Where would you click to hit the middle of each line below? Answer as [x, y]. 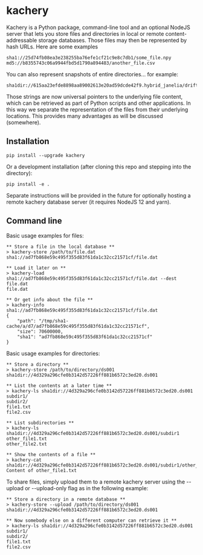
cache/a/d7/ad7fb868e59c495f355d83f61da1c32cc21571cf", [78, 326]
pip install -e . [28, 184]
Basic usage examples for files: [45, 235]
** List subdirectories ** [40, 423]
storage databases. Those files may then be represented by [113, 40]
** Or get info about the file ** [50, 300]
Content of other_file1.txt [42, 470]
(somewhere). [24, 122]
